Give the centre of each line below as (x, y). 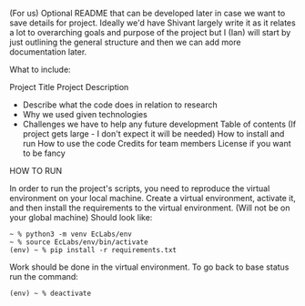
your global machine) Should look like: (81, 217)
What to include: (40, 69)
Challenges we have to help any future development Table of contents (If (159, 124)
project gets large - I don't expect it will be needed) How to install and (153, 134)
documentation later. (48, 52)
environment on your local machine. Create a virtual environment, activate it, (152, 198)
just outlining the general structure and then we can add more (125, 42)
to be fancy (44, 153)
